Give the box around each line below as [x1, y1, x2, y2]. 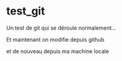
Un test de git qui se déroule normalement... [6, 24, 117, 31]
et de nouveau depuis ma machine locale [6, 47, 109, 55]
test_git [6, 4, 46, 18]
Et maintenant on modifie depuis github [6, 36, 105, 43]
